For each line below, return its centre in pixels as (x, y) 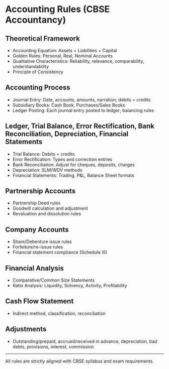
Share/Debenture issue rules (42, 241)
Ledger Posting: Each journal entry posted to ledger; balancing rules (83, 110)
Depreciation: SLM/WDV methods (47, 170)
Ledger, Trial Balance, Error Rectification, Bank (80, 126)
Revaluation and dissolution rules (47, 214)
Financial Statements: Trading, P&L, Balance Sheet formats (73, 175)
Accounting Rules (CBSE (58, 9)
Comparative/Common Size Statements (53, 280)
